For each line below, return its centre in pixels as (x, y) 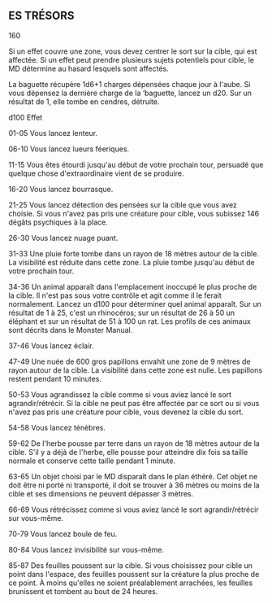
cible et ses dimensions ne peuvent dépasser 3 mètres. (101, 493)
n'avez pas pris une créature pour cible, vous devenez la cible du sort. (126, 412)
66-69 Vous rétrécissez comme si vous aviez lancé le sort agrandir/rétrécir (134, 509)
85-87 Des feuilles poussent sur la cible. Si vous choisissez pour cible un (131, 565)
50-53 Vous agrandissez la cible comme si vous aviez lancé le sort (120, 394)
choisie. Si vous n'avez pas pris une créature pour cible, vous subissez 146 (134, 213)
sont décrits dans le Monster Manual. (71, 330)
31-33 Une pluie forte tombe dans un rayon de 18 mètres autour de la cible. (134, 253)
